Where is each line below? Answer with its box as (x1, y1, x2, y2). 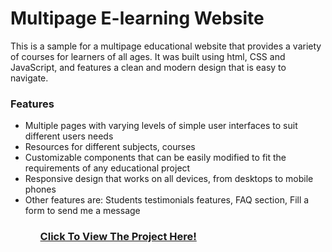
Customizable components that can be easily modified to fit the (24, 152, 287, 164)
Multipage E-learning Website (10, 7, 265, 30)
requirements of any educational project (24, 162, 191, 174)
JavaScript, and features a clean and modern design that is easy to (10, 61, 287, 73)
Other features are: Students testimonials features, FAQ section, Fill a (24, 194, 310, 206)
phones (24, 183, 57, 196)
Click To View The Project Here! (39, 230, 197, 244)
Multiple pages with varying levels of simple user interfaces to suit (24, 120, 298, 132)
